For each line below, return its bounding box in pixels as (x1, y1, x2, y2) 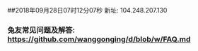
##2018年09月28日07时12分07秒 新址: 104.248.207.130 (7, 6, 168, 14)
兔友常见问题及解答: (7, 25, 76, 35)
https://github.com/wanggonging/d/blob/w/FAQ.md (7, 34, 191, 44)
